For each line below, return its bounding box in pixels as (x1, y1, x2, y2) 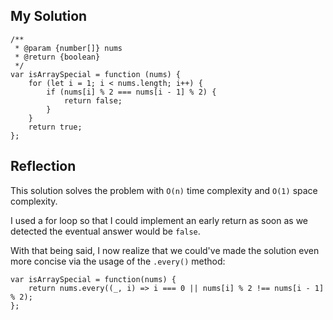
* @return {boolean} (14, 52, 101, 62)
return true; (28, 122, 83, 132)
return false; (63, 95, 123, 106)
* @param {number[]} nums (14, 43, 123, 53)
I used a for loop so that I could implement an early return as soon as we (10, 214, 308, 226)
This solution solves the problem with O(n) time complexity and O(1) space (10, 184, 318, 196)
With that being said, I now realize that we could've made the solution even (10, 244, 320, 256)
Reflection (10, 158, 77, 175)
